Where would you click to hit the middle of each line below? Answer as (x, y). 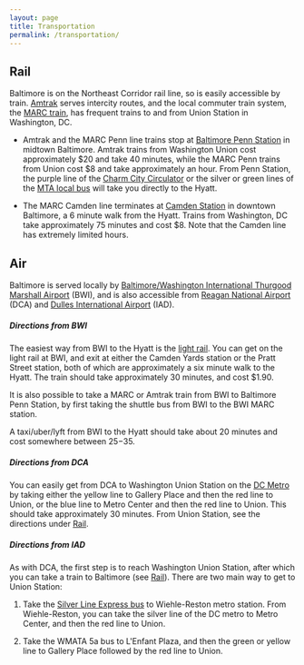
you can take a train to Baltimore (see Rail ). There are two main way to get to (152, 577)
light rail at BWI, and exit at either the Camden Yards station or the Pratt (143, 357)
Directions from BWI (49, 325)
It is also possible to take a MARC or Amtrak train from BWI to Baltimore (143, 394)
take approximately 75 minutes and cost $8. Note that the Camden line (154, 225)
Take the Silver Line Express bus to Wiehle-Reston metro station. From (154, 604)
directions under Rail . (49, 523)
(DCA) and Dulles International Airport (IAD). (92, 304)
